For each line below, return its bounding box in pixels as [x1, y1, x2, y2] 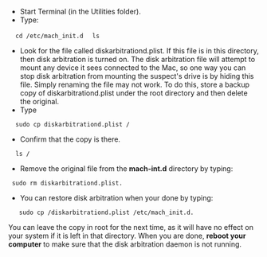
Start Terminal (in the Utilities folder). [19, 7, 142, 16]
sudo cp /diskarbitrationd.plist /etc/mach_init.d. [18, 208, 194, 216]
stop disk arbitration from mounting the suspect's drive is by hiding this [19, 72, 254, 80]
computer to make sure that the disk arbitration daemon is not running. [8, 239, 241, 249]
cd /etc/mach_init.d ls [15, 32, 100, 40]
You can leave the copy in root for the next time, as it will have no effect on [8, 223, 253, 232]
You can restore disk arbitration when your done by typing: [19, 193, 214, 202]
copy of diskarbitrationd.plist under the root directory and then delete [19, 88, 249, 98]
